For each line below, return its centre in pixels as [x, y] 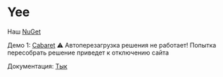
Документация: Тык [38, 66]
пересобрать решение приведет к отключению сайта [88, 52]
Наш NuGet [24, 31]
